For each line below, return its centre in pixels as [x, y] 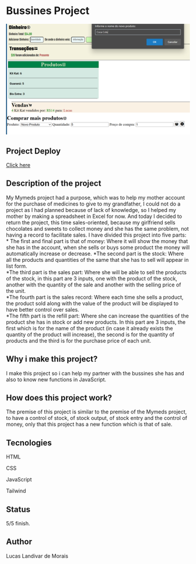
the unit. [16, 290]
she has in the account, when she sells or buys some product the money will [98, 247]
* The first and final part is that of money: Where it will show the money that [97, 241]
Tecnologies [29, 442]
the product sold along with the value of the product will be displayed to [92, 303]
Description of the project [54, 184]
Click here [18, 165]
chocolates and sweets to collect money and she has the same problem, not [97, 228]
